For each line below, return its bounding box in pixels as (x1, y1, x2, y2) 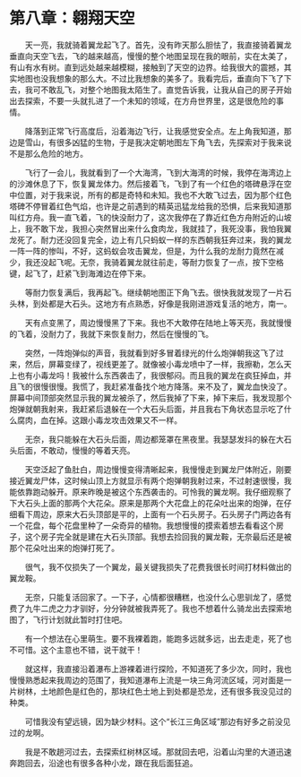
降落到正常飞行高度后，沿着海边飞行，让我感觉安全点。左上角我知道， (24, 125, 284, 136)
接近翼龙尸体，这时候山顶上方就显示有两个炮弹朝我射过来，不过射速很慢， (9, 475, 284, 486)
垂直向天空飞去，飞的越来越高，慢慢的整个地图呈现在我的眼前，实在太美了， (9, 50, 292, 61)
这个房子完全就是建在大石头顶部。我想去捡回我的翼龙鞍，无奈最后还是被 (24, 531, 292, 542)
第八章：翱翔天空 (9, 8, 136, 29)
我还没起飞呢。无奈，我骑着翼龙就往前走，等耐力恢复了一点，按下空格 (24, 256, 284, 267)
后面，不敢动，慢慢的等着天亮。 (16, 445, 135, 455)
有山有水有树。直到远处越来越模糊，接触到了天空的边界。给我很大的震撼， (9, 62, 284, 73)
